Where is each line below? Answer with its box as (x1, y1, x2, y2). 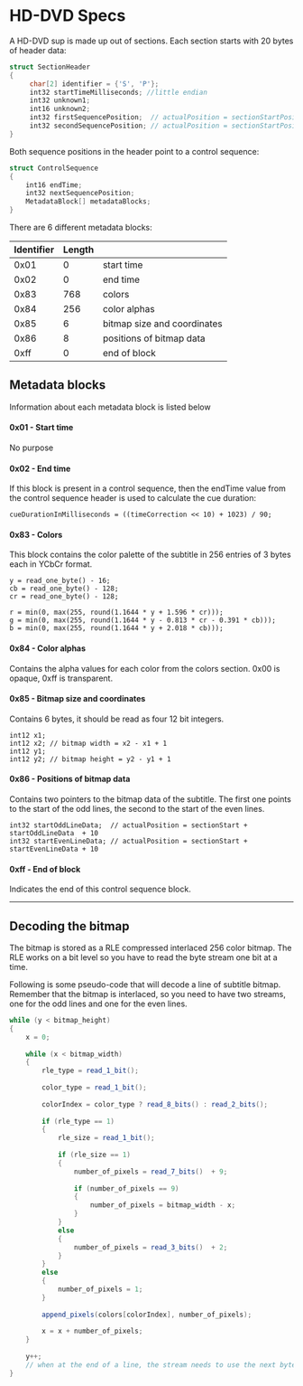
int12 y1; (9, 747, 47, 756)
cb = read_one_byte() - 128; (9, 584, 119, 593)
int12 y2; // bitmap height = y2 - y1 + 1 (9, 754, 171, 764)
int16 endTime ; (25, 180, 83, 190)
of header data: (9, 44, 67, 55)
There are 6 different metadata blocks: (9, 222, 153, 233)
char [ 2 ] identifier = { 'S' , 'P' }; (29, 79, 160, 89)
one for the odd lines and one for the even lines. (9, 998, 188, 1009)
